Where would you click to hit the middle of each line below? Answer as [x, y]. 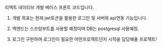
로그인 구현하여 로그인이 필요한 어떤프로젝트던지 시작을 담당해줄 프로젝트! [85, 39]
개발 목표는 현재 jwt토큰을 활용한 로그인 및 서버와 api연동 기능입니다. [80, 18]
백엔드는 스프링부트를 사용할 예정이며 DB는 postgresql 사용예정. [76, 28]
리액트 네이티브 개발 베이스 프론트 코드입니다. [49, 7]
